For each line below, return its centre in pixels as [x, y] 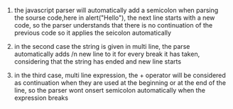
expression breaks [41, 98]
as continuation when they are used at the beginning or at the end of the [120, 83]
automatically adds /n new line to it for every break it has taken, [107, 54]
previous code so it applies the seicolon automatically [93, 33]
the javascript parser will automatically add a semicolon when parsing [116, 10]
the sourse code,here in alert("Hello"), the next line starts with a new [114, 18]
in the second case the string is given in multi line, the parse [102, 46]
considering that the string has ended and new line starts [98, 62]
